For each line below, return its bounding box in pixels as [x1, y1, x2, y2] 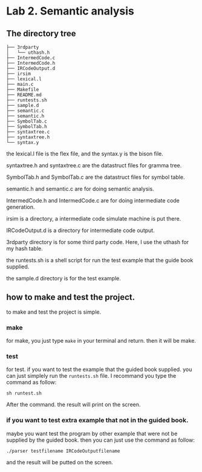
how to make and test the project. [6, 292, 135, 303]
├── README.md [6, 92, 42, 98]
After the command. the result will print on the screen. [6, 401, 141, 409]
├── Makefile [6, 86, 39, 92]
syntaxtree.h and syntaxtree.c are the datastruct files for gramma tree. [6, 162, 182, 169]
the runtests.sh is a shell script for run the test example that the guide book [6, 257, 194, 263]
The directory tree [6, 28, 77, 39]
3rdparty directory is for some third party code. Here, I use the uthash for [6, 239, 189, 245]
